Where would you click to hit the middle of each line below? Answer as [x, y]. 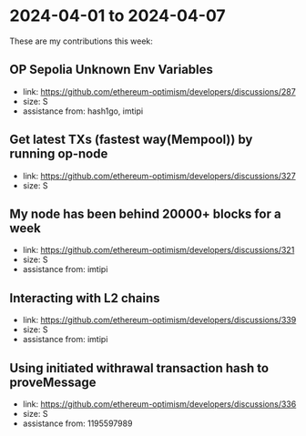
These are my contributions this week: [81, 41]
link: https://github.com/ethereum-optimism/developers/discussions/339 [159, 320]
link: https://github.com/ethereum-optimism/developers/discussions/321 [158, 250]
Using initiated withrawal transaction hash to [139, 368]
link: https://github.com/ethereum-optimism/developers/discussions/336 [159, 404]
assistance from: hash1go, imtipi [83, 111]
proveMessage [53, 382]
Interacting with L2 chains [85, 298]
